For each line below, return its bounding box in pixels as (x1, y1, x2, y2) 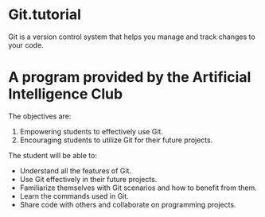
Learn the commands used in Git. (19, 191, 129, 200)
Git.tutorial (8, 6, 82, 24)
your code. (8, 40, 44, 49)
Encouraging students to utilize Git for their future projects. (19, 135, 213, 145)
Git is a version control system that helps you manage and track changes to (8, 32, 256, 41)
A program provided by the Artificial (8, 68, 251, 87)
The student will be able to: (8, 150, 98, 160)
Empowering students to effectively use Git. (19, 126, 163, 136)
